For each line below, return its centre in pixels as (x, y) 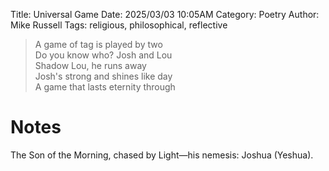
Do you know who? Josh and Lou (103, 55)
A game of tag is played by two (98, 44)
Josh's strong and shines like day (103, 76)
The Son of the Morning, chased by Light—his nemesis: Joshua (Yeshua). (162, 155)
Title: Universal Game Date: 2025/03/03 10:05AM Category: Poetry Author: (165, 14)
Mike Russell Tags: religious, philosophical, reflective (119, 25)
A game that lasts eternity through (105, 87)
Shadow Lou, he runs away (90, 65)
